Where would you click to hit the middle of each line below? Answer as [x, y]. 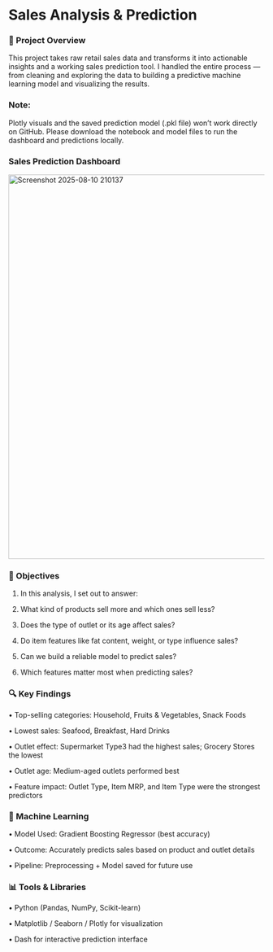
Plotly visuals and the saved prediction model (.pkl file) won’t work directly [133, 123]
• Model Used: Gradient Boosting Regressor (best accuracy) [109, 834]
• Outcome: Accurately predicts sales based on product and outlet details [132, 849]
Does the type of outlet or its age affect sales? [97, 625]
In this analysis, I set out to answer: [79, 594]
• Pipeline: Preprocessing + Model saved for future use [101, 865]
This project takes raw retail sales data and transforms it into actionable [128, 58]
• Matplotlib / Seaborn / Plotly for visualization [86, 924]
